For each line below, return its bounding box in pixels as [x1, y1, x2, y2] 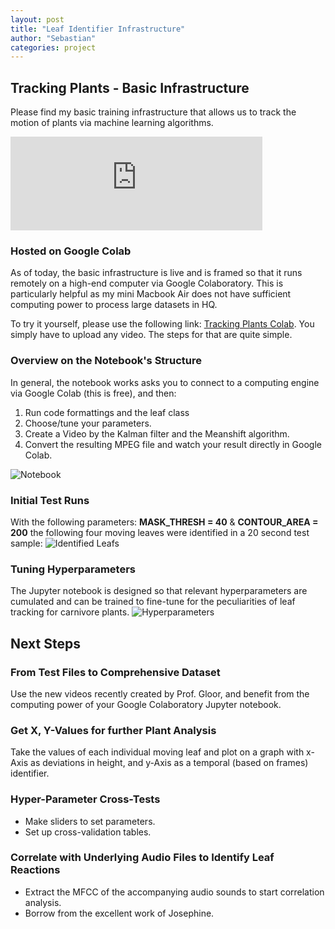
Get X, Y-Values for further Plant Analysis [10, 723, 217, 737]
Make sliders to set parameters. [24, 815, 156, 827]
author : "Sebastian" [10, 33, 97, 43]
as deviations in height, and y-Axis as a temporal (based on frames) [30, 757, 309, 769]
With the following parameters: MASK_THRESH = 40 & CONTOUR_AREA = [10, 516, 319, 528]
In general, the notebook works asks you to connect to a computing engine [10, 376, 320, 388]
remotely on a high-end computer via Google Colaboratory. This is [10, 277, 284, 290]
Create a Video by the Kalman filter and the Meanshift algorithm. [24, 427, 290, 440]
